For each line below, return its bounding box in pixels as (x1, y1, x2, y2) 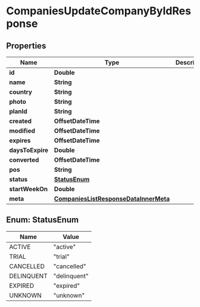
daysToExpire (9, 146, 49, 154)
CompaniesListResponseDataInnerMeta (54, 195, 170, 202)
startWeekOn (9, 185, 48, 193)
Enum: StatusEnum (6, 215, 79, 225)
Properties (6, 41, 46, 51)
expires (9, 136, 31, 145)
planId (9, 108, 28, 115)
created (9, 117, 32, 125)
